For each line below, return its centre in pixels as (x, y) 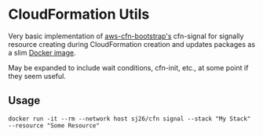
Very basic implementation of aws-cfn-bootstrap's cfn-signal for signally (126, 36)
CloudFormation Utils (79, 14)
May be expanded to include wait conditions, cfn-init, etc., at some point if (128, 67)
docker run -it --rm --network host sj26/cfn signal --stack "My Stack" (130, 119)
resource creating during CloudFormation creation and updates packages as (132, 44)
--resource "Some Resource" (54, 125)
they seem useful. (37, 76)
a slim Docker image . (42, 52)
